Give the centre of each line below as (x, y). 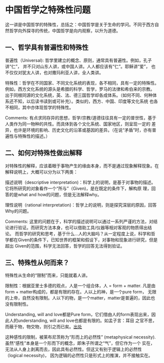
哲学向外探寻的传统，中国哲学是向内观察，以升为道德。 (65, 30)
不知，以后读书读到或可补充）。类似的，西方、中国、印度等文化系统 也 (83, 101)
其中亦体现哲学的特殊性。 (48, 107)
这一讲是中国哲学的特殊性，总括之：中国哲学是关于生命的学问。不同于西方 (80, 24)
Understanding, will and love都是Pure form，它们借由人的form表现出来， (78, 315)
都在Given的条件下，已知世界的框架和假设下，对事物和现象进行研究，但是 (83, 240)
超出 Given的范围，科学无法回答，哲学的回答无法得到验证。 (65, 246)
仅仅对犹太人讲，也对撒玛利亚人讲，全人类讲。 (56, 72)
